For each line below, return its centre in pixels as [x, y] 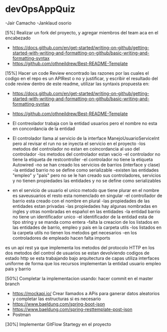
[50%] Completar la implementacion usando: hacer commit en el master [79, 278]
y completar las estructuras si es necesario [57, 299]
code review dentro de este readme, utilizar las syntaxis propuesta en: [77, 84]
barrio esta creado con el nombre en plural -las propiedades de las [81, 201]
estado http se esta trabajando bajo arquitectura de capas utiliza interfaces [82, 258]
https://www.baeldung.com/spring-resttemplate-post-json [72, 309]
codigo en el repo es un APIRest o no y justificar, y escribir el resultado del [82, 78]
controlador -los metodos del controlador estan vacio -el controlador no [86, 154]
